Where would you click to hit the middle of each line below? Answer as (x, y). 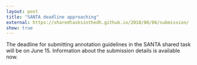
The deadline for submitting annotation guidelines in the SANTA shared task (98, 45)
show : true (20, 28)
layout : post (22, 11)
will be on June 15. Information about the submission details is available (93, 51)
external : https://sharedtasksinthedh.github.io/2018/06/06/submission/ (98, 22)
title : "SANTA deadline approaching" (53, 17)
